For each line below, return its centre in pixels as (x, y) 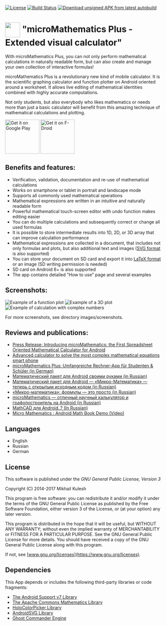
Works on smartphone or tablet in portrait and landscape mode (77, 190)
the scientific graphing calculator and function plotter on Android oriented (81, 81)
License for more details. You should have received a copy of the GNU (77, 540)
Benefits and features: (40, 168)
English (20, 441)
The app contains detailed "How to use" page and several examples (82, 274)
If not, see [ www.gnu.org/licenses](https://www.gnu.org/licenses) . (73, 554)
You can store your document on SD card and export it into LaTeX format (86, 259)
